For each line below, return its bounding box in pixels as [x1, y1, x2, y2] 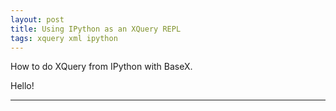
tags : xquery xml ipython [10, 33, 118, 43]
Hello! [10, 80, 35, 92]
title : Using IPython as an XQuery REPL [10, 24, 182, 34]
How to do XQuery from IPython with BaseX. [10, 61, 193, 73]
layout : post [10, 14, 65, 25]
